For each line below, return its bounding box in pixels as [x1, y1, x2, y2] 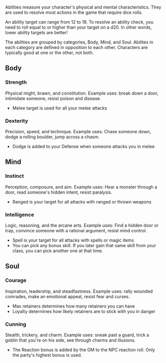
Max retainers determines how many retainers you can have [12, 303, 135, 309]
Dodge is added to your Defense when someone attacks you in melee [12, 143, 155, 149]
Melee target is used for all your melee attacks [12, 105, 108, 111]
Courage [5, 277, 27, 284]
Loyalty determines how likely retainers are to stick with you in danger [12, 308, 156, 314]
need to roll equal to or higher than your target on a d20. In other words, [5, 24, 152, 30]
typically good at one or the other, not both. [5, 50, 94, 55]
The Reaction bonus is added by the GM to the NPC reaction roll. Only [12, 347, 155, 353]
